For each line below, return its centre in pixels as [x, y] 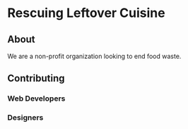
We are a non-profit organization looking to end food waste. [94, 56]
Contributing [36, 78]
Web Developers [36, 99]
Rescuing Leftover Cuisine [86, 13]
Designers [25, 118]
